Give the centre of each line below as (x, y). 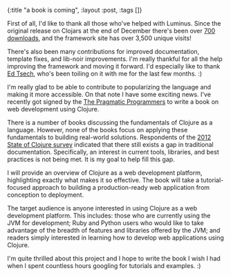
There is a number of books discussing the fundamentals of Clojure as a (110, 123)
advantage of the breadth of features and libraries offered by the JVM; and (114, 230)
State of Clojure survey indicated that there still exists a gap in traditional (110, 144)
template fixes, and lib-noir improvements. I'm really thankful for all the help (115, 59)
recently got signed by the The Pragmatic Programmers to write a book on (113, 102)
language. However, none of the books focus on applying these (98, 130)
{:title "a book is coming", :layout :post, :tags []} (75, 10)
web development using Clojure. (53, 109)
